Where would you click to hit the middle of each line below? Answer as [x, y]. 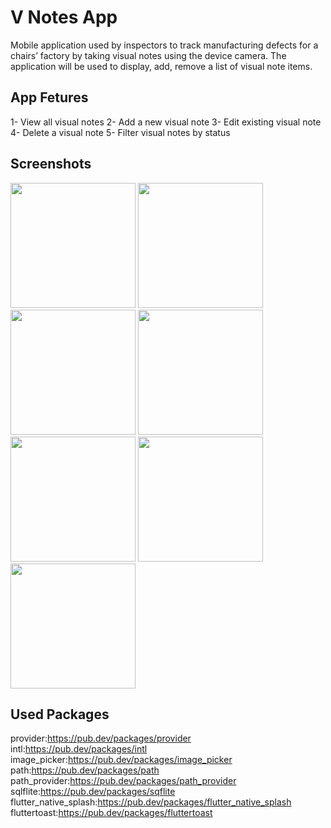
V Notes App [64, 17]
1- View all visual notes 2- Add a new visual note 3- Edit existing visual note [166, 122]
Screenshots [51, 164]
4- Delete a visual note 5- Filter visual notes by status [120, 132]
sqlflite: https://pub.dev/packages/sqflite [93, 792]
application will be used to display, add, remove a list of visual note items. [161, 66]
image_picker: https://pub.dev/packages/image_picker [121, 760]
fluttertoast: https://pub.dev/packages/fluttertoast [111, 813]
